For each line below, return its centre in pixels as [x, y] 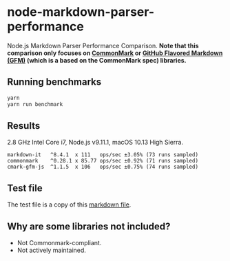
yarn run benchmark [35, 104]
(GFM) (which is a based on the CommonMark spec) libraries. [97, 60]
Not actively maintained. [51, 250]
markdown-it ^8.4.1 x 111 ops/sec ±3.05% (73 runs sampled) [103, 155]
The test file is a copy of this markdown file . [69, 205]
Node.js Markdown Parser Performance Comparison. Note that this [103, 45]
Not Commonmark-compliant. [59, 242]
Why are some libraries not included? [89, 226]
